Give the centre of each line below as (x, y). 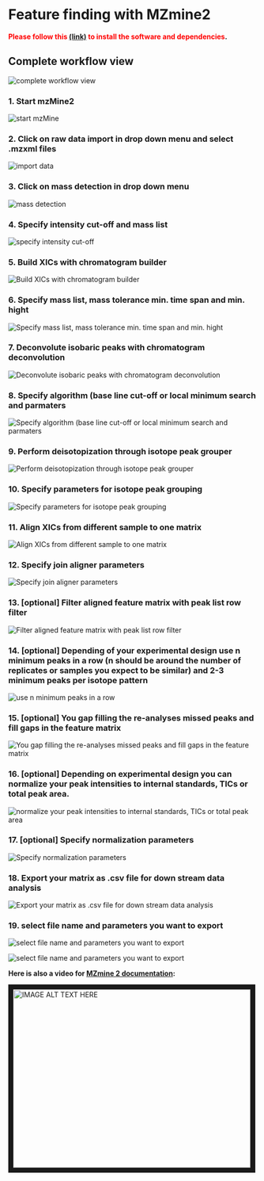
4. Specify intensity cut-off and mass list (88, 224)
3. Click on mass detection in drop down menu (99, 186)
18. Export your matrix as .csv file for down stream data (117, 877)
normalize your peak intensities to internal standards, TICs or (128, 784)
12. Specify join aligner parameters (76, 564)
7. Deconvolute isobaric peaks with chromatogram (107, 348)
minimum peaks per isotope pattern (78, 680)
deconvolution (37, 357)
